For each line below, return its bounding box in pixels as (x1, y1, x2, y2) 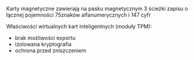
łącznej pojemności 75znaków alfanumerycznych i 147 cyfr (6, 11, 151, 18)
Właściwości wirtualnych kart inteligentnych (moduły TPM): (6, 23, 152, 30)
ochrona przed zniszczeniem (14, 47, 87, 54)
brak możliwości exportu (14, 34, 76, 41)
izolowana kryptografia (14, 41, 72, 48)
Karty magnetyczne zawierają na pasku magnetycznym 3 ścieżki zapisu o (6, 5, 188, 12)
